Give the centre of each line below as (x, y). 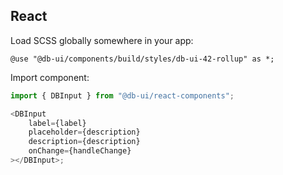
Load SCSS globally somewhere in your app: (102, 40)
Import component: (50, 77)
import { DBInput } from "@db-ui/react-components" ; (122, 95)
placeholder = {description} (84, 132)
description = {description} (84, 142)
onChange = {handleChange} (80, 151)
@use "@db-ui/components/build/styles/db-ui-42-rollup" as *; (142, 59)
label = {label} (57, 123)
